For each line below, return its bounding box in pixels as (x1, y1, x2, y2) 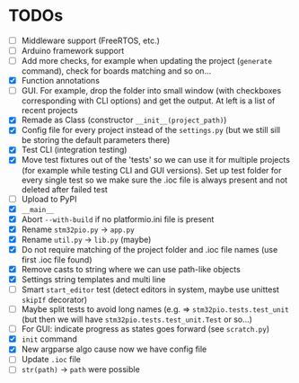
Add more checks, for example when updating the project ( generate (21, 56, 273, 67)
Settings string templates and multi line (21, 273, 166, 284)
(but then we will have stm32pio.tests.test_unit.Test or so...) (21, 314, 253, 325)
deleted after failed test (21, 183, 109, 194)
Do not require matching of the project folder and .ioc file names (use (21, 244, 278, 254)
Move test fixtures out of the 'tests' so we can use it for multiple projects (21, 155, 291, 165)
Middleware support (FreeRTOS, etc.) (21, 35, 161, 46)
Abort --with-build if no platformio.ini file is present (21, 213, 215, 225)
